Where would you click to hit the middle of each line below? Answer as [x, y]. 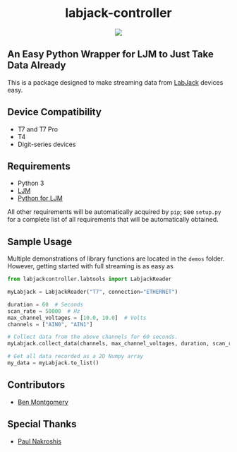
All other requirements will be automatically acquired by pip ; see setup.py [114, 212]
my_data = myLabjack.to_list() [53, 363]
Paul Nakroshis [39, 441]
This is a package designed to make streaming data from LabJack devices [115, 82]
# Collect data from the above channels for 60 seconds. [93, 337]
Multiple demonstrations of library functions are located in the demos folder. [116, 258]
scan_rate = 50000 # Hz [44, 311]
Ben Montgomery [43, 402]
